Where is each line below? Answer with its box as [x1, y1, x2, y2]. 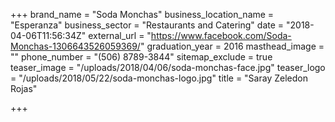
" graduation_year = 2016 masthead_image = [139, 40, 325, 52]
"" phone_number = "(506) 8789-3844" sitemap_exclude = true [10, 51, 273, 63]
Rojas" [10, 83, 38, 94]
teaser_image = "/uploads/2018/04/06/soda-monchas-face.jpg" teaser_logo [10, 62, 326, 73]
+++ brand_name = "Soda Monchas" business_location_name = [10, 9, 275, 20]
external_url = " [88, 30, 152, 41]
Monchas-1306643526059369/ [10, 40, 141, 52]
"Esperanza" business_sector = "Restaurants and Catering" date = [10, 19, 285, 31]
